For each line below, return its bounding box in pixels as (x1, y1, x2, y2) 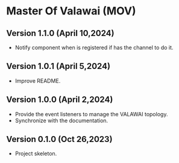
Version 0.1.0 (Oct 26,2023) (6, 134, 113, 144)
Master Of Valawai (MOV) (6, 4, 137, 18)
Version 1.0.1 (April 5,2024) (6, 61, 110, 71)
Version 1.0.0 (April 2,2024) (6, 95, 113, 105)
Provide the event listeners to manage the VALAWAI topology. (14, 110, 168, 117)
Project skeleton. (14, 150, 57, 157)
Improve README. (14, 77, 61, 84)
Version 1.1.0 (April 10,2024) (6, 28, 115, 38)
